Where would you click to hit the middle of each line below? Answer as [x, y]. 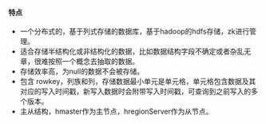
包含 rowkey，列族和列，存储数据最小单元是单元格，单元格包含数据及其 [138, 82]
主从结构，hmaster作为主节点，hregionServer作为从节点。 [116, 111]
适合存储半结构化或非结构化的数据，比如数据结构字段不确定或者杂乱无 [135, 51]
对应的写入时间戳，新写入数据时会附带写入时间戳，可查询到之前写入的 [135, 91]
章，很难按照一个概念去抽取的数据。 [79, 62]
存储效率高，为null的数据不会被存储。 [82, 71]
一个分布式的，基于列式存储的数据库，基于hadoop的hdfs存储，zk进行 [135, 31]
